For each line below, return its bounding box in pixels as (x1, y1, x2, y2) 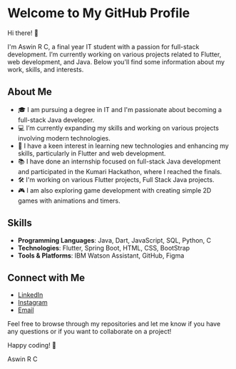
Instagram (17, 298, 48, 307)
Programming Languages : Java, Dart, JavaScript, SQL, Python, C (17, 236, 212, 244)
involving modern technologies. (17, 133, 111, 142)
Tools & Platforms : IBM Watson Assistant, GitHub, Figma (17, 251, 185, 260)
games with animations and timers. (17, 196, 120, 205)
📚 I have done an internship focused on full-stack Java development (17, 157, 221, 166)
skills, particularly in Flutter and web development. (17, 148, 166, 158)
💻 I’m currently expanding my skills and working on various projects (17, 123, 220, 132)
